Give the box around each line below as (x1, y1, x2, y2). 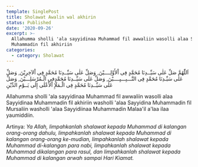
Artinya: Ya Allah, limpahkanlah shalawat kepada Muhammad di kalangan (6, 123, 187, 130)
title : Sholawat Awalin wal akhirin (6, 14, 96, 20)
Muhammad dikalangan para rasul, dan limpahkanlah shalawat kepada (6, 148, 181, 155)
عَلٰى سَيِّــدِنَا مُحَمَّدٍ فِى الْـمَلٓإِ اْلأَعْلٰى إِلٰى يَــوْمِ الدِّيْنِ (6, 81, 113, 89)
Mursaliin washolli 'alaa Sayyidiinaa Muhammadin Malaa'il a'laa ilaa (6, 105, 169, 112)
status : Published (6, 19, 51, 25)
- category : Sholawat (11, 53, 65, 58)
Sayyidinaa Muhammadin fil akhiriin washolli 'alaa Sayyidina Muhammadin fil (6, 99, 192, 106)
